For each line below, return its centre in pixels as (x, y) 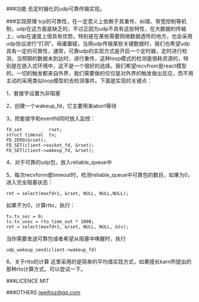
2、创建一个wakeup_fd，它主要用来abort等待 (61, 106)
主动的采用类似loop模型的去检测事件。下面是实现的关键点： (79, 81)
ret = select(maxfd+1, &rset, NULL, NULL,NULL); (67, 193)
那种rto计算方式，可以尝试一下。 (46, 269)
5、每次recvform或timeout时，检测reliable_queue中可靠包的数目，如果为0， (99, 175)
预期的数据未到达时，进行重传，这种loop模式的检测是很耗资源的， (102, 58)
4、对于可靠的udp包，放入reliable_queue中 (59, 162)
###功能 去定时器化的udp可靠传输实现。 (56, 9)
